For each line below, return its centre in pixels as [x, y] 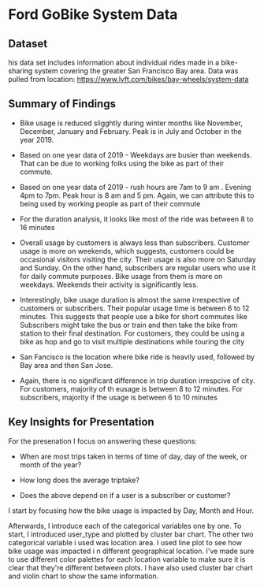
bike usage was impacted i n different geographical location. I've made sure [131, 551]
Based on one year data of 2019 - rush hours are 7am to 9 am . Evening [135, 187]
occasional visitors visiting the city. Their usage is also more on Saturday [138, 259]
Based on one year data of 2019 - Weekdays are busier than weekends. [136, 154]
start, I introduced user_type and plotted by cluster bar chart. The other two [131, 534]
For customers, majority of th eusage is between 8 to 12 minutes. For [131, 388]
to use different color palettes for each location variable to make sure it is [127, 559]
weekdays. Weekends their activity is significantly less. [109, 284]
